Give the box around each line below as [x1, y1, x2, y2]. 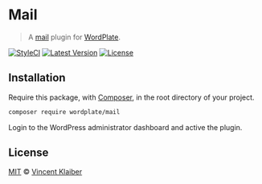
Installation [8, 71, 66, 85]
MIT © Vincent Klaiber [8, 167, 83, 177]
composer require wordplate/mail [8, 108, 121, 116]
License [8, 146, 49, 160]
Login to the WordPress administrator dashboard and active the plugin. [8, 122, 243, 132]
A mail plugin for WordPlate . [27, 32, 121, 42]
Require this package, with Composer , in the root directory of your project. [8, 92, 255, 102]
